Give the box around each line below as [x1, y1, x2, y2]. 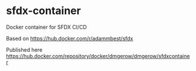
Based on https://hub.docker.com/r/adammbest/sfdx [6, 35, 133, 42]
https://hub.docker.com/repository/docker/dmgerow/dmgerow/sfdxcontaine [6, 52, 190, 59]
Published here [6, 46, 43, 53]
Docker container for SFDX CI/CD [6, 23, 87, 31]
